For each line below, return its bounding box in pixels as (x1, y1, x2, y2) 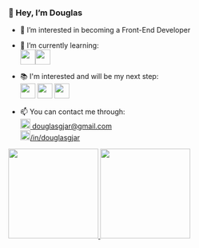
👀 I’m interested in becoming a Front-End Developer (19, 26, 191, 35)
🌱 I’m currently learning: (19, 41, 99, 50)
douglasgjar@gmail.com (31, 121, 113, 131)
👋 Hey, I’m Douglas (8, 7, 82, 18)
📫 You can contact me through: (19, 107, 125, 116)
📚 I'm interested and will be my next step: (19, 72, 159, 81)
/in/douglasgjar (30, 133, 81, 143)
